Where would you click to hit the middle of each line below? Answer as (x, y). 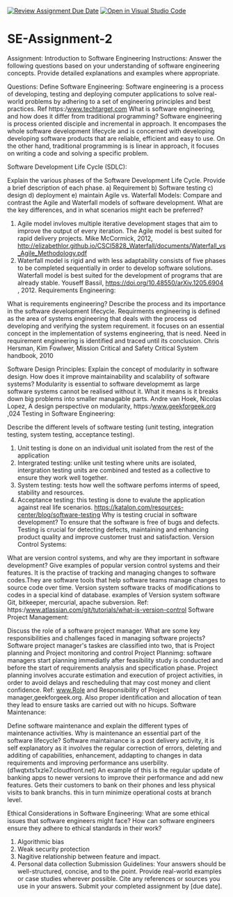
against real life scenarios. (55, 507)
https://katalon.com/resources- (139, 507)
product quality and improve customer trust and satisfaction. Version (115, 536)
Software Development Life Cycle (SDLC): (67, 167)
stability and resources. (51, 492)
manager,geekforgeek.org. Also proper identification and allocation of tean (114, 697)
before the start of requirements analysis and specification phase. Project (112, 668)
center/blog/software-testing (59, 514)
